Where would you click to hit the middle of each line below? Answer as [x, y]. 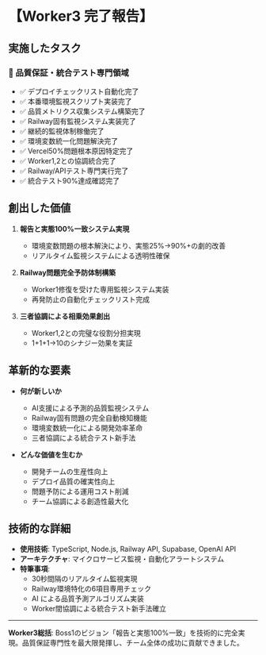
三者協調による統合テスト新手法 [84, 437]
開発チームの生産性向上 [70, 471]
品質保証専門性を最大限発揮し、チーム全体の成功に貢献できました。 [133, 643]
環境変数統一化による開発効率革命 [87, 428]
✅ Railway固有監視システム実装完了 [78, 121]
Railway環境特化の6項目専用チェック [91, 589]
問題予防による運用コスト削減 [80, 491]
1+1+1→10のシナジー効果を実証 [82, 343]
